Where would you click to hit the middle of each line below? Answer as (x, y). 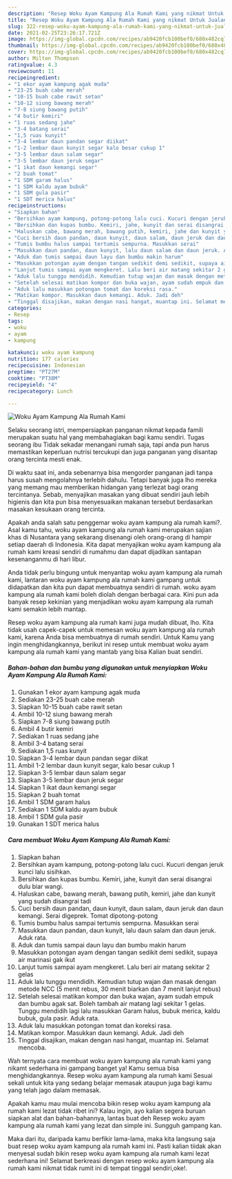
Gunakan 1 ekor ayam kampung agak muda (79, 693)
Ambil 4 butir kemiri (46, 729)
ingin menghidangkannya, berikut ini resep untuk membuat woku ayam (108, 644)
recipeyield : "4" (33, 385)
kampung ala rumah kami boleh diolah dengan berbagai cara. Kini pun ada (113, 595)
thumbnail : (23, 45)
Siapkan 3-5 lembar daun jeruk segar (71, 780)
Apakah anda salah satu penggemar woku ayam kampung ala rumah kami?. (115, 523)
